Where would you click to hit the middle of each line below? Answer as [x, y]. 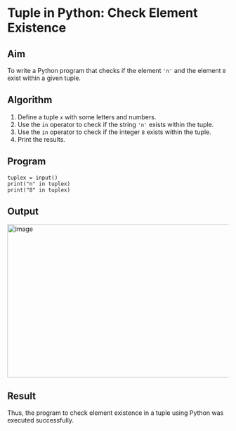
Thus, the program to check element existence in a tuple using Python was [116, 413]
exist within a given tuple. [44, 78]
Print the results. [41, 139]
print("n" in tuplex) [39, 184]
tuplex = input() [33, 178]
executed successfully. [40, 420]
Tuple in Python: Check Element [103, 13]
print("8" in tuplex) [39, 190]
